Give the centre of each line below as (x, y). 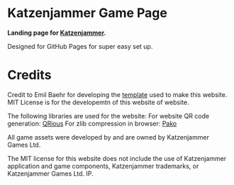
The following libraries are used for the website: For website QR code (108, 116)
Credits (29, 75)
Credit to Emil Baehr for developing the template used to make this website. (117, 94)
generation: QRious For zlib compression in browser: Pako (92, 123)
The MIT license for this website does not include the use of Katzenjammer (117, 158)
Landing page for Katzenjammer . (57, 33)
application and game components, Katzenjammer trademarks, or (103, 166)
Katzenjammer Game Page (88, 13)
